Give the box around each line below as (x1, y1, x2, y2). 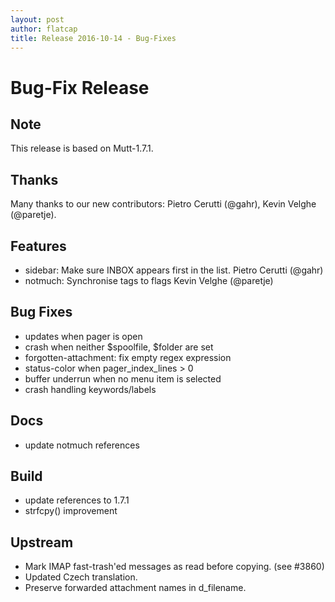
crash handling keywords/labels (24, 383, 157, 395)
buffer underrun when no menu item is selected (24, 372, 222, 385)
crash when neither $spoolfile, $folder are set (24, 341, 214, 353)
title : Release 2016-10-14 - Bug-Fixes (10, 33, 177, 43)
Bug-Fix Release (10, 76, 150, 99)
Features (10, 237, 67, 255)
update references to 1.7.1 (24, 494, 130, 506)
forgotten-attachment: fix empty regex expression (24, 351, 232, 363)
